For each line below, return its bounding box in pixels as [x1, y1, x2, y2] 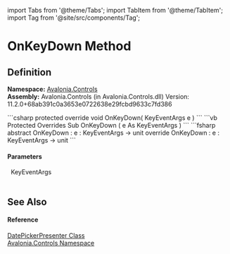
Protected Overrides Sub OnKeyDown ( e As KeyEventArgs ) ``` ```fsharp [7, 121, 216, 129]
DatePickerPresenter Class [7, 231, 85, 239]
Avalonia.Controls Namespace [7, 238, 95, 247]
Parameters [7, 152, 42, 161]
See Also [7, 195, 47, 207]
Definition [7, 66, 51, 78]
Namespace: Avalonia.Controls [7, 85, 98, 93]
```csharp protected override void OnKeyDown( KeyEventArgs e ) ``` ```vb [7, 114, 218, 122]
